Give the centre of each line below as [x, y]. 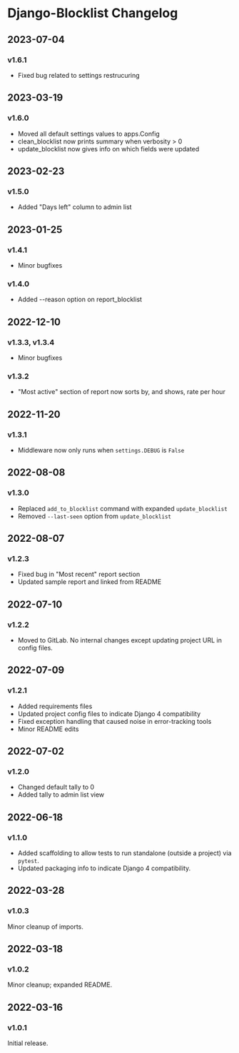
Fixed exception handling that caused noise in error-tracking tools [115, 721]
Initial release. [28, 1043]
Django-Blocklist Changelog [93, 13]
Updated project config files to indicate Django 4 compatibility [109, 714]
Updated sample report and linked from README [90, 582]
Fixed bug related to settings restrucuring [79, 75]
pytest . [28, 861]
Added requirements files [55, 706]
